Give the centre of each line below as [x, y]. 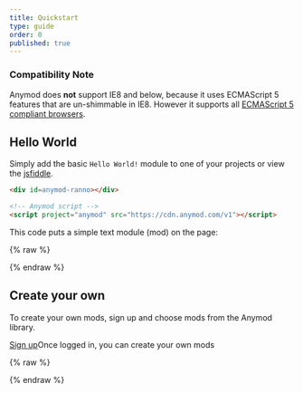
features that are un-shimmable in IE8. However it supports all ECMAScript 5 [151, 104]
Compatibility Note [52, 75]
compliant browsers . [47, 113]
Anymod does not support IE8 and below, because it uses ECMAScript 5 [144, 94]
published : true [40, 43]
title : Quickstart [44, 18]
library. [23, 327]
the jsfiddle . [32, 174]
